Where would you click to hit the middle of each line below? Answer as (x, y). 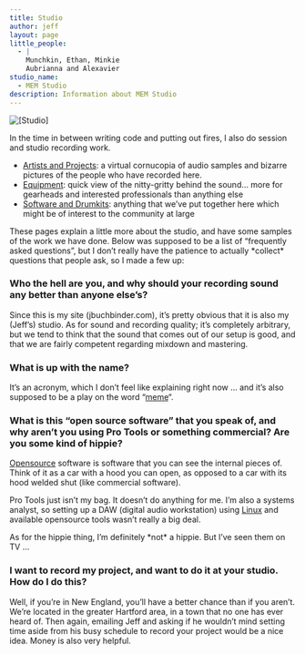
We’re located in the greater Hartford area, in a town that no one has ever (147, 611)
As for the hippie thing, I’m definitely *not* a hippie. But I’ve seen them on (147, 537)
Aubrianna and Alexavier (73, 69)
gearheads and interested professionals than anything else (133, 194)
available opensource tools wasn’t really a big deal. (105, 519)
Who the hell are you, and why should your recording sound (144, 283)
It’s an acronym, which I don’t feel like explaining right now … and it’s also (147, 387)
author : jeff (34, 26)
